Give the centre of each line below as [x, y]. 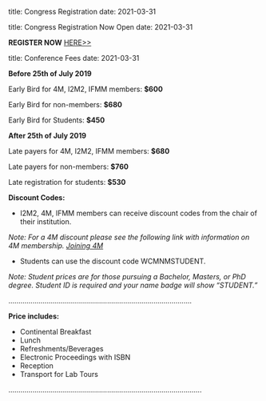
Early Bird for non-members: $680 [65, 104]
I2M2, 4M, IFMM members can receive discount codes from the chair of [139, 213]
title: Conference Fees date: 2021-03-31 [74, 58]
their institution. [46, 222]
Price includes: [34, 316]
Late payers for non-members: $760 [69, 166]
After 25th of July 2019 [47, 136]
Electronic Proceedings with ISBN [75, 357]
